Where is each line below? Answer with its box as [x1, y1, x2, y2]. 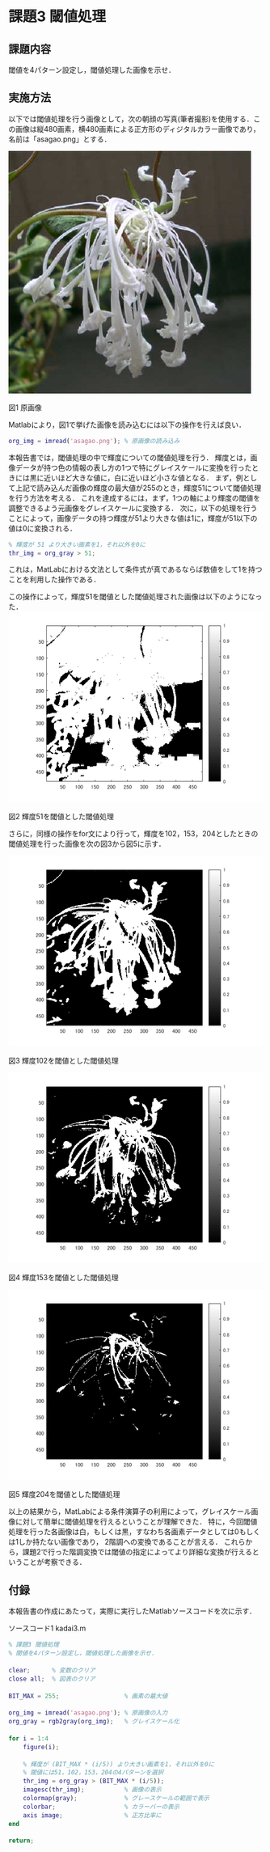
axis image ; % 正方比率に [23, 1811, 162, 1820]
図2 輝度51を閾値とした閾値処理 [8, 812, 115, 822]
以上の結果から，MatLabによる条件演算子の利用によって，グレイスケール [8, 1507, 252, 1516]
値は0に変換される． [8, 523, 77, 533]
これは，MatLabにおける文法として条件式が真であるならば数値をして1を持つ [8, 564, 263, 574]
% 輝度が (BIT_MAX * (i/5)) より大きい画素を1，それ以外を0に [23, 1760, 215, 1768]
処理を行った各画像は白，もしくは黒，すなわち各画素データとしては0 [8, 1527, 240, 1537]
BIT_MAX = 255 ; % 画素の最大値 [8, 1692, 168, 1700]
